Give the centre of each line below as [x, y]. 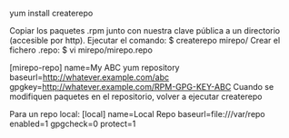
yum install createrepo [51, 13]
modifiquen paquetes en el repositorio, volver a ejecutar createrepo [136, 96]
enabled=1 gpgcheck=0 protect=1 [73, 123]
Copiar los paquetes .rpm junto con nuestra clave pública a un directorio [144, 30]
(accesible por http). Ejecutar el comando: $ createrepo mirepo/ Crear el [145, 40]
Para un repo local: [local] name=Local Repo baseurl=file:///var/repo [137, 114]
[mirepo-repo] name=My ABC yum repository [95, 68]
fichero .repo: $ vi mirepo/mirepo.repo [81, 50]
